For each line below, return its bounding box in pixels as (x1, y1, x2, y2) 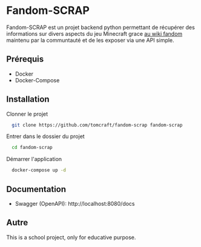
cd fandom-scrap (12, 145, 53, 151)
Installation (6, 94, 50, 105)
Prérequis (6, 54, 44, 64)
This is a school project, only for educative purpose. (6, 234, 136, 241)
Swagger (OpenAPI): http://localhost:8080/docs (15, 200, 135, 207)
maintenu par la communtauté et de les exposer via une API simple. (6, 36, 174, 44)
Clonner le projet (6, 110, 48, 117)
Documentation (6, 184, 67, 194)
